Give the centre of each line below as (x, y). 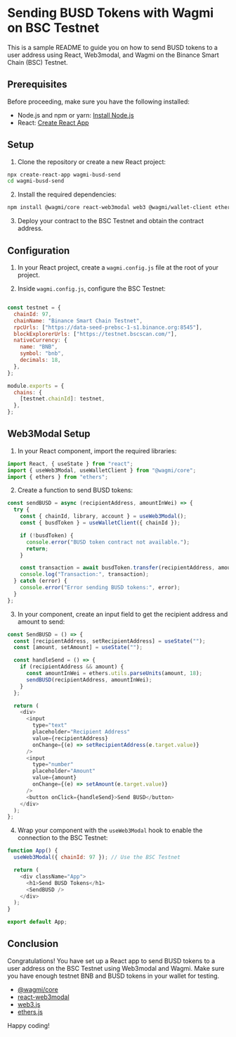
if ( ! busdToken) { (47, 535)
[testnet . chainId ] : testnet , (63, 399)
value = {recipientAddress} (71, 738)
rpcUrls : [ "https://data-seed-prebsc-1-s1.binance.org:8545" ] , (108, 327)
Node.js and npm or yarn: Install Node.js (76, 115)
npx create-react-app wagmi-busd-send (64, 175)
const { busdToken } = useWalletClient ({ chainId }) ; (100, 523)
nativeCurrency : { (41, 340)
